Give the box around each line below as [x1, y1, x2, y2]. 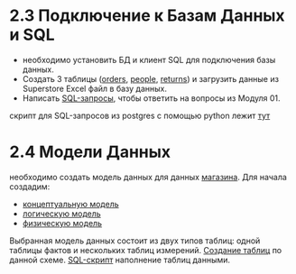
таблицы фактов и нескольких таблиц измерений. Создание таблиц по [9, 244, 282, 255]
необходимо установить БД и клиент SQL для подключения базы [22, 54, 276, 65]
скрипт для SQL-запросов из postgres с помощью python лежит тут [9, 110, 271, 121]
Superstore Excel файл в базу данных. [22, 83, 167, 94]
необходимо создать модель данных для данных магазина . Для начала [9, 171, 287, 182]
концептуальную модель [22, 198, 119, 209]
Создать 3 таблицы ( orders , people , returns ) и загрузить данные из [22, 73, 280, 84]
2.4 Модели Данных [9, 142, 171, 162]
